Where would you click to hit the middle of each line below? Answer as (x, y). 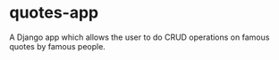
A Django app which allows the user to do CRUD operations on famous (139, 37)
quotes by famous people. (57, 46)
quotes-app (54, 13)
